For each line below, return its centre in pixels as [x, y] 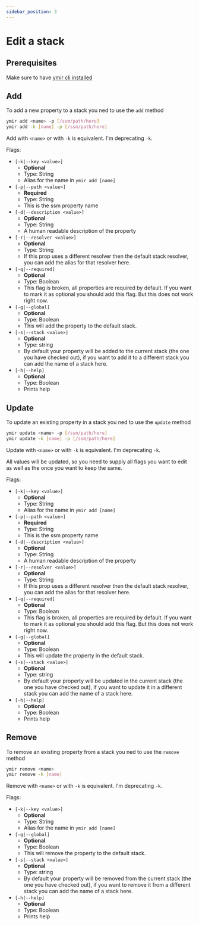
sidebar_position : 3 [32, 12]
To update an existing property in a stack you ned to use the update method [99, 422]
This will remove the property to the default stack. [85, 853]
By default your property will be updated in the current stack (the [103, 681]
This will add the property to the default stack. [80, 326]
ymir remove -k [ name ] [34, 775]
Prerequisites [31, 63]
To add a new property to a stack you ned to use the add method [85, 110]
